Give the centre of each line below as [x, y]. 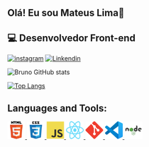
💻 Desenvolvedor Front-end [72, 38]
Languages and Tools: [57, 108]
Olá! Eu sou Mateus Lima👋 [66, 13]
